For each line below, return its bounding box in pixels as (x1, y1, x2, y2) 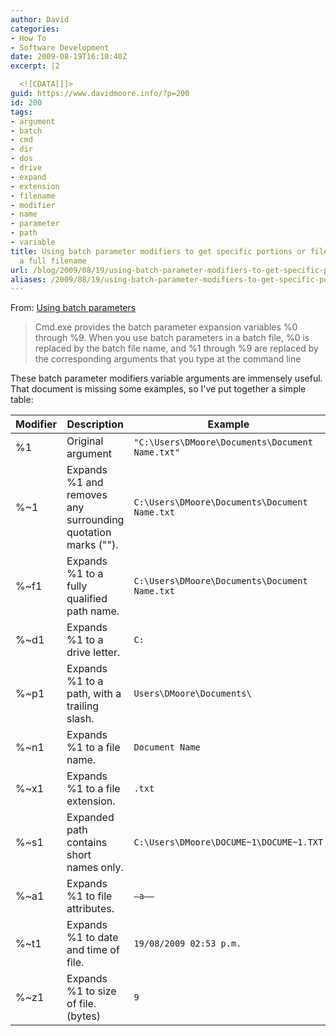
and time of (66, 943, 120, 957)
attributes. (66, 902, 115, 916)
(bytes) (66, 1009, 102, 1023)
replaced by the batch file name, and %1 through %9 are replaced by (34, 342, 319, 355)
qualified (66, 592, 108, 606)
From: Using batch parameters (10, 302, 137, 314)
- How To (10, 33, 47, 43)
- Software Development (10, 42, 110, 53)
